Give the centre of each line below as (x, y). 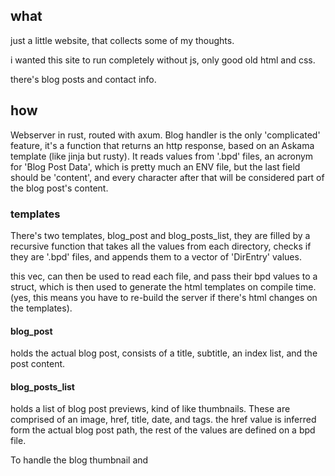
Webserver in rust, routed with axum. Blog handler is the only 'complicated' (165, 135)
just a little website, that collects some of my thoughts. (122, 40)
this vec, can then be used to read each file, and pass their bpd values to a (164, 276)
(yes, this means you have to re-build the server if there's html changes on (164, 297)
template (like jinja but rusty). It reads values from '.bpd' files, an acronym (162, 156)
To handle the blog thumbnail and (79, 460)
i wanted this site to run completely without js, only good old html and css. (163, 60)
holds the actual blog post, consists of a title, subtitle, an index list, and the (164, 353)
